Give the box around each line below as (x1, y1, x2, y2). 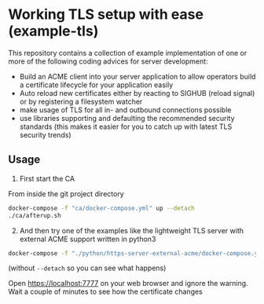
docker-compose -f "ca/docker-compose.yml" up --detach (8, 204, 195, 212)
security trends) (19, 130, 72, 139)
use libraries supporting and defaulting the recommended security (19, 113, 235, 123)
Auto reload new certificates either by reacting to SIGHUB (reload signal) (19, 88, 255, 97)
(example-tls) (8, 22, 99, 40)
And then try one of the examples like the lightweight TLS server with (19, 225, 244, 235)
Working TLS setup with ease (8, 5, 204, 24)
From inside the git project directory (8, 189, 124, 198)
